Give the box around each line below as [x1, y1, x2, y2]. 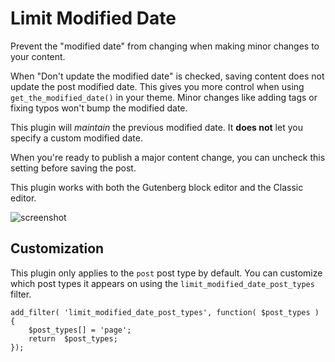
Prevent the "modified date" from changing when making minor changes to [10, 40, 320, 52]
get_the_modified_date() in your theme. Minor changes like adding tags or [10, 91, 318, 103]
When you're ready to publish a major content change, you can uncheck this [10, 151, 326, 163]
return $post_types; [28, 333, 118, 344]
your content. [10, 50, 66, 62]
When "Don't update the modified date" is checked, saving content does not [10, 70, 325, 82]
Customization [10, 240, 105, 257]
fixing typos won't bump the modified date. [10, 102, 188, 114]
